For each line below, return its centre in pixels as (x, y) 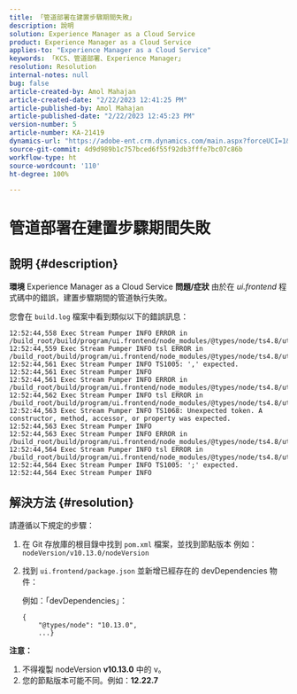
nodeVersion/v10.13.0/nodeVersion (85, 554)
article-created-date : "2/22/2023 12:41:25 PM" (99, 100)
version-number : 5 (43, 125)
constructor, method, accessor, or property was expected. (120, 419)
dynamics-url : (35, 141)
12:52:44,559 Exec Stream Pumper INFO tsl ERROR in (106, 349)
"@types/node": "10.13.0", (88, 626)
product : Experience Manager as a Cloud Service (100, 42)
